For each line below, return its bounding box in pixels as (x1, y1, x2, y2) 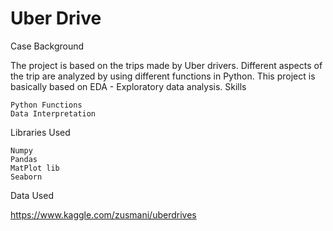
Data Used (10, 189, 54, 201)
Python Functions (10, 100, 83, 110)
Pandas (10, 154, 38, 164)
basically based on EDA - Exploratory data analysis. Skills (10, 80, 247, 92)
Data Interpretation (10, 108, 97, 119)
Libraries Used (10, 126, 71, 138)
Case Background (10, 40, 85, 52)
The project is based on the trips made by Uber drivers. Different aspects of (10, 59, 323, 71)
